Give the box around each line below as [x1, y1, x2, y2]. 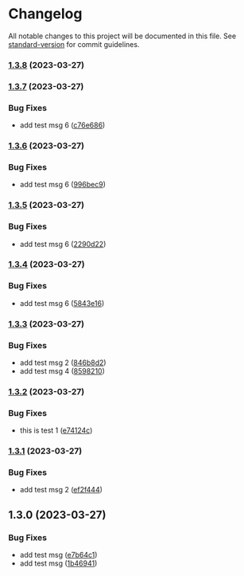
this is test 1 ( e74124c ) [19, 425, 93, 435]
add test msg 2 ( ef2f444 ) [19, 485, 103, 495]
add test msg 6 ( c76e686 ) [19, 120, 106, 130]
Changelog [8, 5, 83, 23]
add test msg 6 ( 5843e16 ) [19, 298, 105, 308]
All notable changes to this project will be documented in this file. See [8, 31, 237, 41]
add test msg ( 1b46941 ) [19, 558, 98, 568]
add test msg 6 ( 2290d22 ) [19, 239, 107, 249]
